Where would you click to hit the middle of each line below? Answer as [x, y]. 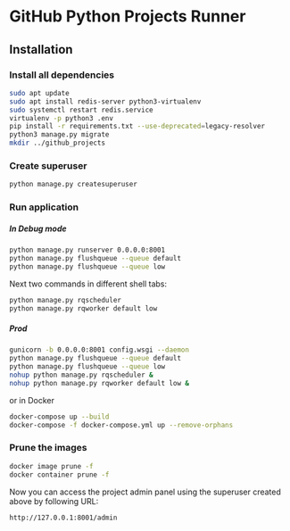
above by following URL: [54, 501]
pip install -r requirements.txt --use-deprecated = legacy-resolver [137, 127]
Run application [44, 207]
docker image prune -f [51, 466]
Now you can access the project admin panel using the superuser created [145, 492]
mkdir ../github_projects [57, 143]
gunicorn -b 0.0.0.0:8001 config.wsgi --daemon [99, 350]
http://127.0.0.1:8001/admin [63, 518]
